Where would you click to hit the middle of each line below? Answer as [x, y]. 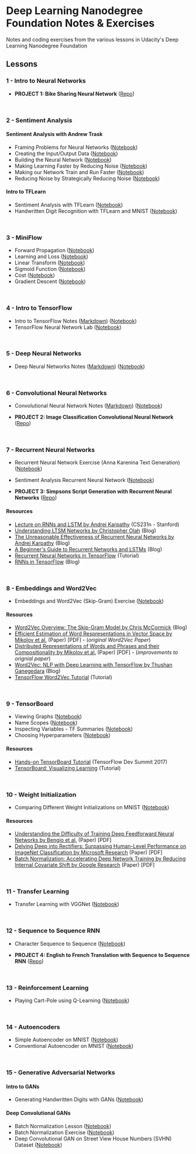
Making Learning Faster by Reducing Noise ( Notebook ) [81, 166]
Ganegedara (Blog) [37, 671]
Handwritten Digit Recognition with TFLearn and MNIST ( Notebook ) [96, 211]
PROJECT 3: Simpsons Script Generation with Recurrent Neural [93, 491]
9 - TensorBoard [30, 704]
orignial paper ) [32, 659]
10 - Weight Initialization [41, 795]
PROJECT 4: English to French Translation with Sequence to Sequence [102, 955]
